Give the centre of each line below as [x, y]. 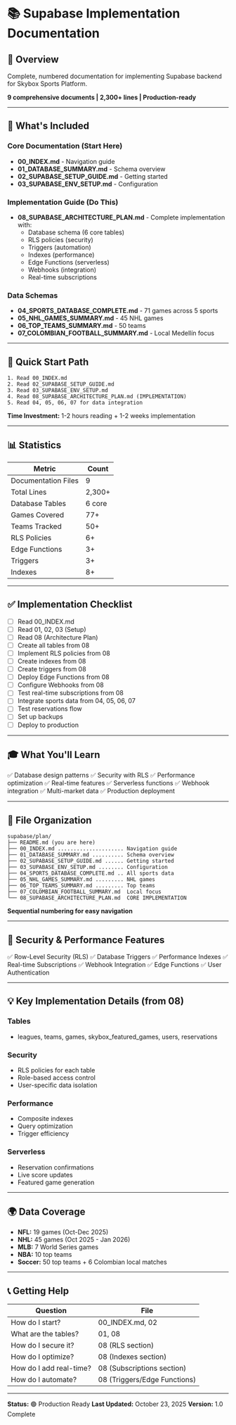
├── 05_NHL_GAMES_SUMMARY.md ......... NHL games [81, 880]
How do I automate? [44, 1380]
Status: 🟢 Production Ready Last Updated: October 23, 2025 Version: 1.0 [115, 1404]
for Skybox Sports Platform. [47, 84]
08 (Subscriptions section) [142, 1368]
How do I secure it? [42, 1345]
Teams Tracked [36, 526]
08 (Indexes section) [132, 1357]
